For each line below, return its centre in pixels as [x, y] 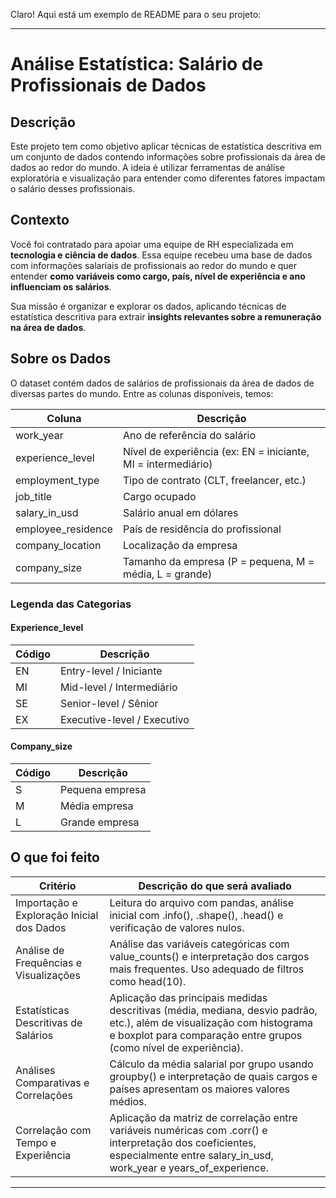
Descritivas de [49, 1022]
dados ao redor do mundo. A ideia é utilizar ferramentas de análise [147, 167]
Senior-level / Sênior [109, 703]
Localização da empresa [180, 545]
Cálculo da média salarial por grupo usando [211, 1064]
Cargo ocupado [159, 496]
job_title [34, 496]
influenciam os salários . [61, 286]
